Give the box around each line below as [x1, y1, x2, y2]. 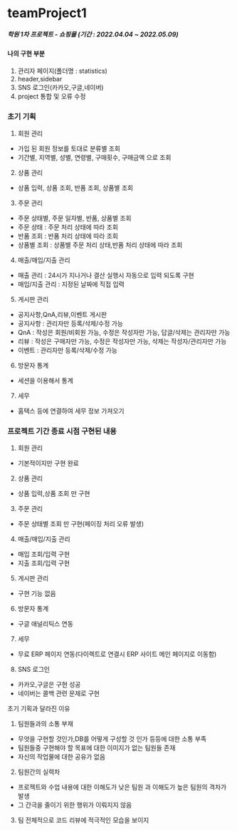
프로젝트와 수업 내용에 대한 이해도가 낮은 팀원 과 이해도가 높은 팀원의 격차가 [17, 783, 227, 792]
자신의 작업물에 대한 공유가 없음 [17, 752, 105, 761]
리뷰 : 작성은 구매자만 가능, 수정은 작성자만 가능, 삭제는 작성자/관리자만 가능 [17, 337, 227, 346]
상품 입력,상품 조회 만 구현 [17, 489, 90, 498]
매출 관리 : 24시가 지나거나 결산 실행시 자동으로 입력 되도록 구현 [17, 271, 194, 280]
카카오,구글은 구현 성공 [17, 680, 81, 689]
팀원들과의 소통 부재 [17, 720, 73, 728]
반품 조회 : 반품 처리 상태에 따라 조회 [17, 232, 119, 241]
